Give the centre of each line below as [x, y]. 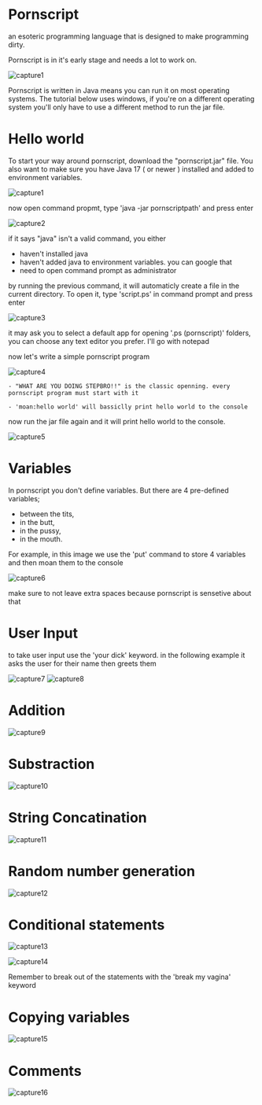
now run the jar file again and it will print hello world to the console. [117, 421]
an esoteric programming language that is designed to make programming [129, 36]
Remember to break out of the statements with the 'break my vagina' [120, 977]
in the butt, [37, 522]
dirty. [17, 44]
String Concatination [77, 817]
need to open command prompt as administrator [98, 270]
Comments [45, 1071]
